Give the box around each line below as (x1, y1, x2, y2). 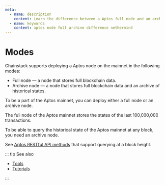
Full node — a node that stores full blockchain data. (12, 78, 116, 83)
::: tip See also (5, 151, 34, 157)
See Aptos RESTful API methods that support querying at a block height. (5, 142, 152, 148)
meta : (5, 7, 16, 12)
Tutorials (12, 166, 30, 172)
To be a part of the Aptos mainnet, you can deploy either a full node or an (5, 98, 154, 104)
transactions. (5, 117, 32, 123)
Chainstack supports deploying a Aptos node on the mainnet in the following (5, 63, 160, 69)
